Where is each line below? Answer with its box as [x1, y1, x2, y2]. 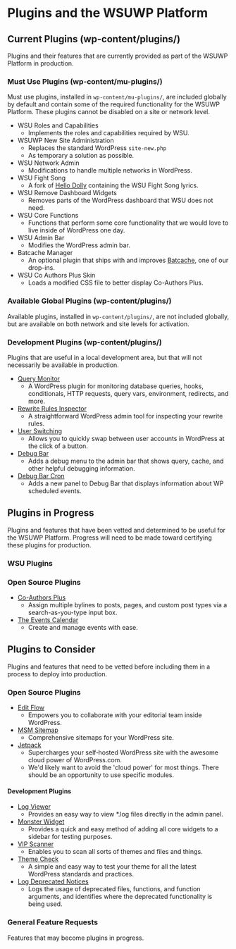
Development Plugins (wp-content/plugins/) [7, 337, 162, 347]
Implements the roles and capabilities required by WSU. [27, 129, 190, 137]
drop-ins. [27, 263, 55, 272]
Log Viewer [17, 802, 51, 811]
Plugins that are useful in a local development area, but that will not [7, 353, 202, 361]
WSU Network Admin [17, 159, 80, 167]
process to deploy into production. [7, 669, 108, 678]
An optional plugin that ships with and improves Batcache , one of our [27, 256, 229, 265]
